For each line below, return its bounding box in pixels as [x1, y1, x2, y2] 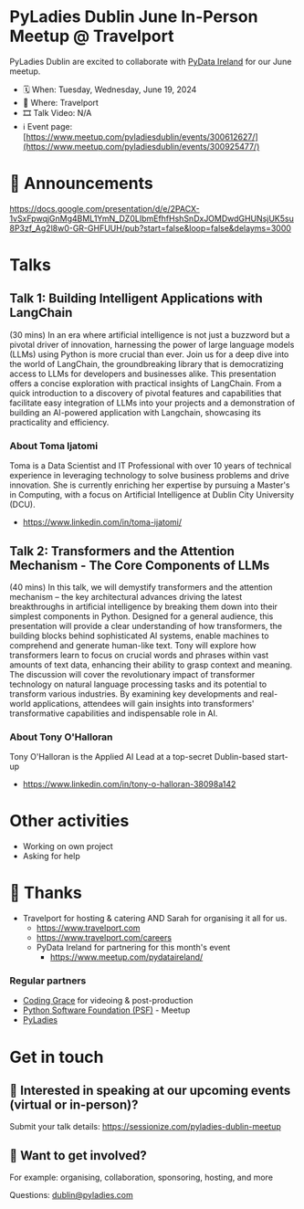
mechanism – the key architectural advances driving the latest [9, 591, 243, 602]
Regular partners [9, 974, 87, 987]
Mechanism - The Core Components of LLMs [9, 557, 270, 573]
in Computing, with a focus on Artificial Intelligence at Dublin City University [9, 489, 295, 500]
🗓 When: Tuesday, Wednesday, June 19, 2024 [22, 84, 197, 95]
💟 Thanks [9, 883, 82, 903]
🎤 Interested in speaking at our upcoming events [9, 1083, 291, 1099]
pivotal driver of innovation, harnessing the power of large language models [9, 339, 295, 350]
